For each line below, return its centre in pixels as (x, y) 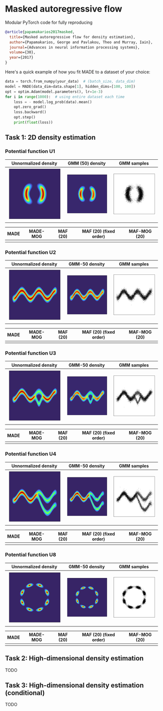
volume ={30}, (23, 52)
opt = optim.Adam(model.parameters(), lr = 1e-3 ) (54, 92)
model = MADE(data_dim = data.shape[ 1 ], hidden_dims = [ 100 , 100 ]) (70, 86)
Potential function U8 (31, 555)
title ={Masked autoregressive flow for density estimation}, (73, 37)
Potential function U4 (31, 454)
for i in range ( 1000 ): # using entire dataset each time (65, 97)
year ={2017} (22, 58)
